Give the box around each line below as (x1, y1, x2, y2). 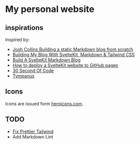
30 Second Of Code (12, 67, 54, 73)
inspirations (5, 23, 44, 32)
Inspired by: (5, 36, 30, 42)
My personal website (5, 3, 95, 15)
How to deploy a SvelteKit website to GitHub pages (12, 62, 118, 68)
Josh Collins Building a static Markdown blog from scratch (12, 46, 133, 52)
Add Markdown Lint (12, 133, 54, 139)
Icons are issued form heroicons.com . (5, 100, 84, 106)
